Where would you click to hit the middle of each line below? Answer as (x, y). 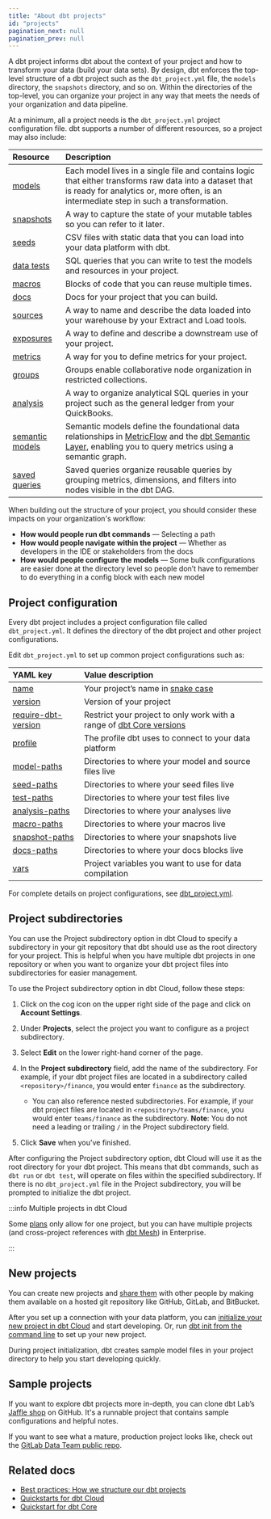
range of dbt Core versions (135, 725)
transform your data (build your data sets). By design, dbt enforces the (126, 70)
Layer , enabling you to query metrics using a (149, 447)
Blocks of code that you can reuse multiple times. (158, 284)
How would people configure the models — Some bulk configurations (138, 560)
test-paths (33, 798)
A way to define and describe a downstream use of (162, 334)
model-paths (38, 766)
